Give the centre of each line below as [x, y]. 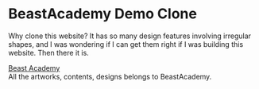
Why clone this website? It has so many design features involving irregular [130, 36]
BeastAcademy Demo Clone [102, 14]
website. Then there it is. [48, 52]
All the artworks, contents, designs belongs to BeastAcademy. [110, 76]
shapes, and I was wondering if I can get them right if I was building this [126, 44]
